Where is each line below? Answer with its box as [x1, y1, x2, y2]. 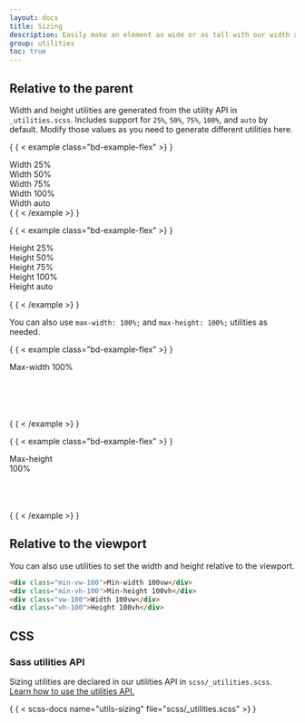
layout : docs [9, 13, 59, 23]
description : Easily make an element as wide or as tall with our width [9, 30, 290, 39]
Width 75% [9, 178, 52, 189]
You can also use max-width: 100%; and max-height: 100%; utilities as [9, 317, 268, 327]
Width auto [9, 197, 51, 209]
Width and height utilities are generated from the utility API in [9, 104, 238, 115]
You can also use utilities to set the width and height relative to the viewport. [9, 560, 295, 572]
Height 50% [9, 251, 54, 263]
